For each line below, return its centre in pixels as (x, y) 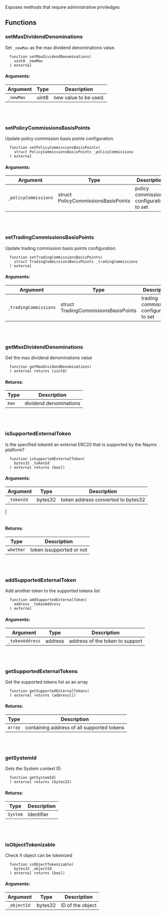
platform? (15, 450)
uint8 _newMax (28, 61)
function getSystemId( (33, 778)
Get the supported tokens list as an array (46, 682)
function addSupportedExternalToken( (48, 600)
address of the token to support (105, 641)
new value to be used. (79, 97)
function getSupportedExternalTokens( (50, 691)
